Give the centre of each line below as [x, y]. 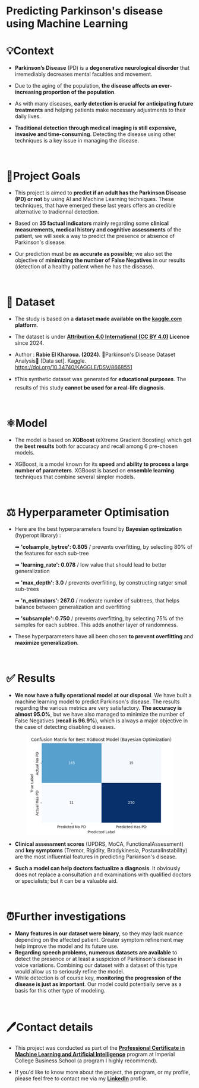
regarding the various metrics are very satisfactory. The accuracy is [98, 707]
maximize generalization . [47, 642]
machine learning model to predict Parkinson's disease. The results [97, 701]
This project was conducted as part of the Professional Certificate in [100, 1047]
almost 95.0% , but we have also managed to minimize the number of [100, 714]
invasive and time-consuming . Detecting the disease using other [95, 134]
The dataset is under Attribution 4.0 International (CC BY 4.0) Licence [102, 336]
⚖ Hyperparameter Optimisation [88, 513]
